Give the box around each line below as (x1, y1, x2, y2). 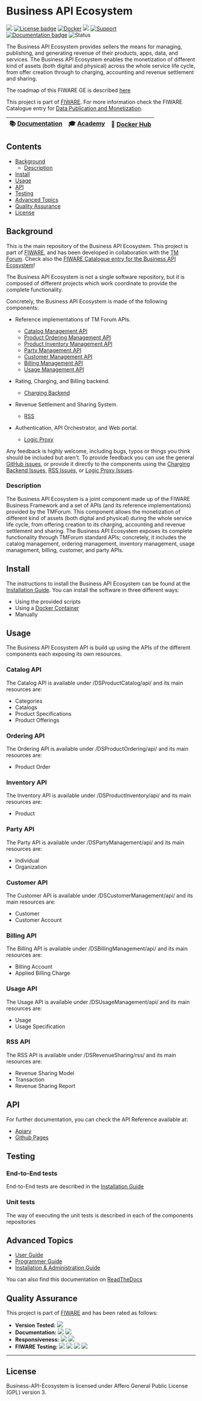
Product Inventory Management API (23, 340, 113, 347)
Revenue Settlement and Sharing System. (14, 400, 118, 408)
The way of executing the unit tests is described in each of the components (6, 1211, 194, 1219)
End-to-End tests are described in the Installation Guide (6, 1183, 144, 1190)
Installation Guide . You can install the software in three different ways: (6, 586, 179, 594)
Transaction (14, 1076, 45, 1083)
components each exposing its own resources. (6, 650, 122, 657)
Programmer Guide (14, 1258, 63, 1265)
